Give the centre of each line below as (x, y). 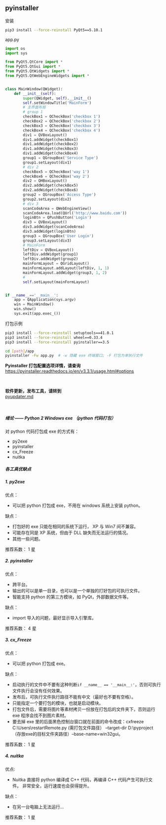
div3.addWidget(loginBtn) (50, 232)
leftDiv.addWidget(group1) (51, 254)
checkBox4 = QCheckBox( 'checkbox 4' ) (62, 130)
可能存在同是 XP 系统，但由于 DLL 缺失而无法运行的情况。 (71, 533)
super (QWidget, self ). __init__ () (57, 98)
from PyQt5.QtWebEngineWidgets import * (47, 76)
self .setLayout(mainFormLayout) (56, 282)
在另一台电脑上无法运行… (38, 807)
